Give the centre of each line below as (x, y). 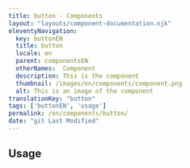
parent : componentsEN (52, 61)
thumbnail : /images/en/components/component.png (99, 83)
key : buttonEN (39, 38)
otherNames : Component (55, 69)
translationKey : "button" (52, 99)
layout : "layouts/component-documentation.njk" (90, 23)
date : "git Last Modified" (54, 121)
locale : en (34, 53)
